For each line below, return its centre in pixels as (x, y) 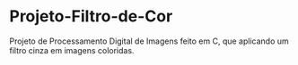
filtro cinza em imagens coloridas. (72, 50)
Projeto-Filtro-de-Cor (91, 16)
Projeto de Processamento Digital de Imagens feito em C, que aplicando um (149, 41)
